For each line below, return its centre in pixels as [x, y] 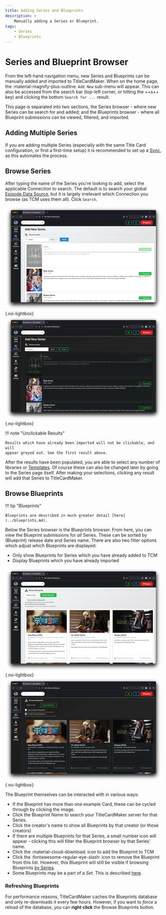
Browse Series [28, 171]
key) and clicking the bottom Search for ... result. [58, 97]
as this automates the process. [37, 155]
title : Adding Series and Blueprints [44, 10]
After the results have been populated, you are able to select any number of [83, 462]
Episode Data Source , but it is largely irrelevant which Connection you [77, 194]
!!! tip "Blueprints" [23, 505]
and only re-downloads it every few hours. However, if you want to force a [81, 902]
